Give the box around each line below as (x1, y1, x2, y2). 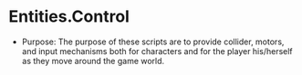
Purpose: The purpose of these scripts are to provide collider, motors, (21, 36, 285, 47)
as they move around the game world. (21, 55, 165, 66)
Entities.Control (8, 6, 130, 27)
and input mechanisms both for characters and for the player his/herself (21, 45, 293, 56)
